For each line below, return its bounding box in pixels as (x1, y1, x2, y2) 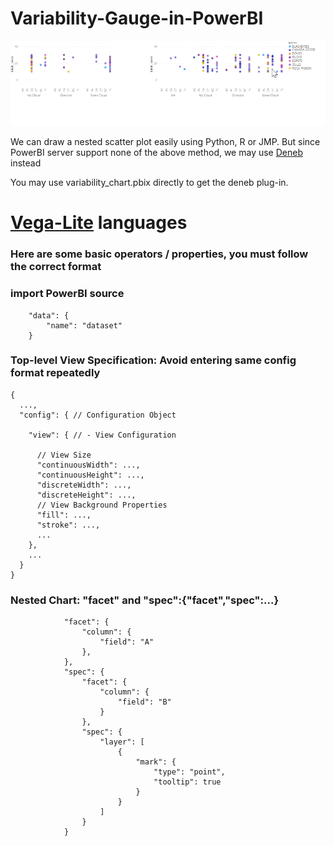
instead (10, 157, 42, 169)
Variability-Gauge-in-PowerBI (10, 7, 264, 30)
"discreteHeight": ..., (36, 490, 137, 500)
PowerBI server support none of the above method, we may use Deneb (10, 147, 303, 159)
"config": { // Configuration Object (19, 410, 177, 420)
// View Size (36, 450, 92, 460)
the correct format (10, 260, 102, 274)
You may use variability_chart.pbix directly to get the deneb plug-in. (10, 177, 289, 189)
